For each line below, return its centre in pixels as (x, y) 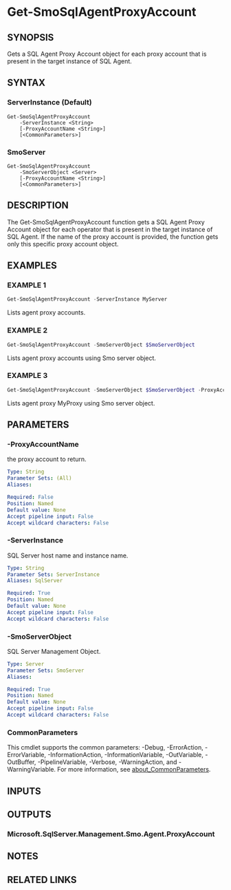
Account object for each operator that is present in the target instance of (110, 229)
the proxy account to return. (47, 459)
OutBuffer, (22, 762)
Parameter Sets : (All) (40, 478)
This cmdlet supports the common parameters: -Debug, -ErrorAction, (106, 748)
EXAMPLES (32, 266)
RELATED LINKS (42, 879)
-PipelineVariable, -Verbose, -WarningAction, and (107, 762)
